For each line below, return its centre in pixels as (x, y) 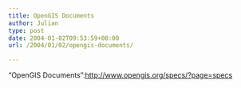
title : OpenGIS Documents (51, 16)
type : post (26, 30)
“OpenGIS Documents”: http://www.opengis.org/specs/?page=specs (120, 75)
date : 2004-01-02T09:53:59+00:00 (64, 38)
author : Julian (34, 23)
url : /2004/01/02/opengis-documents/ (71, 46)
